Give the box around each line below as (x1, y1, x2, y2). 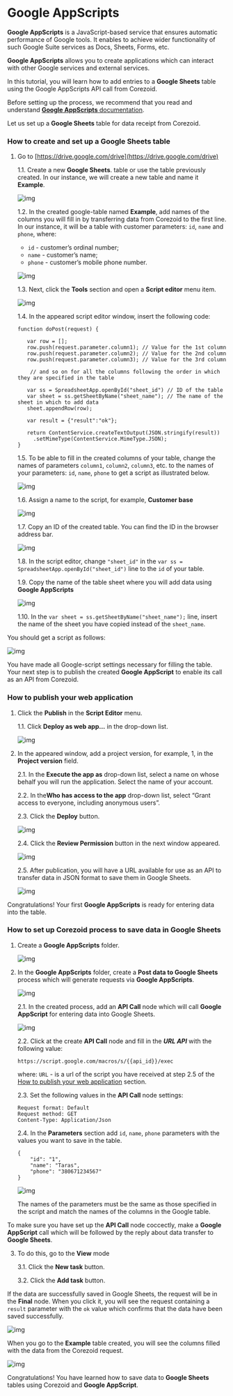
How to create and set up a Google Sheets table (7, 136, 170, 146)
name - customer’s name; (27, 251, 98, 259)
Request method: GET (17, 1110, 77, 1117)
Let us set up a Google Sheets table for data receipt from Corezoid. (7, 119, 201, 127)
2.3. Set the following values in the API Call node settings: (17, 1091, 184, 1099)
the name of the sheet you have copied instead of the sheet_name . (17, 620, 206, 628)
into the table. (7, 908, 47, 916)
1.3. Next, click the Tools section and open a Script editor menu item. (17, 285, 217, 294)
